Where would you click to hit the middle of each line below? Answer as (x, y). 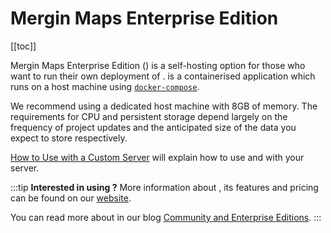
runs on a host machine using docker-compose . (105, 86)
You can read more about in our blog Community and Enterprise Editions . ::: (166, 217)
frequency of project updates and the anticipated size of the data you (153, 127)
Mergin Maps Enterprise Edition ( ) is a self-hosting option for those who (158, 65)
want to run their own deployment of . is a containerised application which (163, 76)
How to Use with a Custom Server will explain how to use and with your (157, 157)
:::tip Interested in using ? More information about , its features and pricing (164, 187)
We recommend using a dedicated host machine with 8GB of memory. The (164, 106)
